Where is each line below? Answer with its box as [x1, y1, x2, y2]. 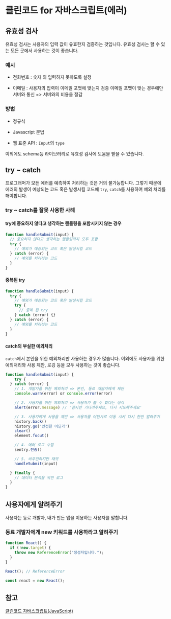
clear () [14, 428, 31, 433]
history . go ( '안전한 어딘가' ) [14, 424, 70, 429]
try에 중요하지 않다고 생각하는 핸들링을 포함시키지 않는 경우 [5, 220, 122, 226]
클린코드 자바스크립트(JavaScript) [5, 608, 74, 614]
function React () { [5, 540, 47, 546]
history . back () [14, 419, 47, 424]
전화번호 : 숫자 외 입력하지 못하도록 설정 [12, 74, 92, 80]
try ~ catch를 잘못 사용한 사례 [5, 207, 75, 214]
